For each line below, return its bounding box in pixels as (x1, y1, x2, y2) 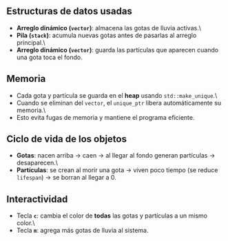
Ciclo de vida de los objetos (6, 134, 127, 145)
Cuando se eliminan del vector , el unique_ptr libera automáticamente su (16, 98, 222, 107)
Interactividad (6, 193, 68, 205)
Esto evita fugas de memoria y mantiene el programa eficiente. (16, 113, 195, 121)
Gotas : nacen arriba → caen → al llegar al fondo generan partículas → (16, 151, 216, 160)
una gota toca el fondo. (16, 53, 83, 61)
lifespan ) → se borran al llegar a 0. (16, 174, 116, 182)
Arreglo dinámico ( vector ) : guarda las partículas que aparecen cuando (16, 45, 218, 54)
